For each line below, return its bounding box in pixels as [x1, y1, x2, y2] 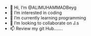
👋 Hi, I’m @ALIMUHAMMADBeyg [9, 5, 77, 10]
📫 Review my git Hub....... [9, 26, 63, 31]
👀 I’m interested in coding [9, 10, 62, 16]
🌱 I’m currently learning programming [9, 15, 87, 20]
